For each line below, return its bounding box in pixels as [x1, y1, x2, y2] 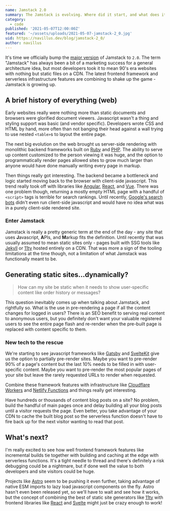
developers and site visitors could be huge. [5, 468, 95, 474]
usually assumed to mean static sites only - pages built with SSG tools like [5, 240, 160, 246]
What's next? [5, 433, 49, 442]
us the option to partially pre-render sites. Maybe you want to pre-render [5, 356, 157, 362]
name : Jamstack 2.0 [5, 7, 47, 13]
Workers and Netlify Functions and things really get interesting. [5, 387, 137, 393]
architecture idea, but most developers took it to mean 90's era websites [5, 65, 157, 71]
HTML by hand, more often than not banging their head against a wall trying [5, 125, 163, 132]
